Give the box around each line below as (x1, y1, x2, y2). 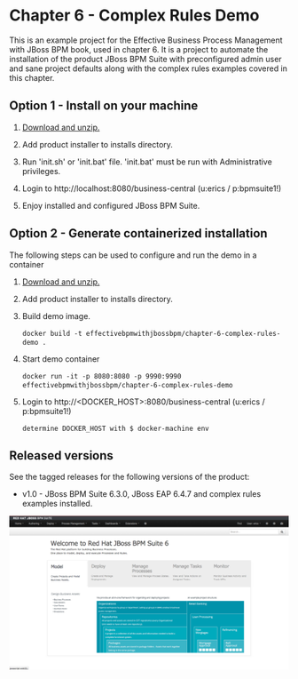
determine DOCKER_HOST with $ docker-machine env (21, 424, 210, 433)
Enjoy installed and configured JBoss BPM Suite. (21, 200, 200, 211)
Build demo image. (21, 310, 91, 321)
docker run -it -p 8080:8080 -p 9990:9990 (21, 371, 182, 380)
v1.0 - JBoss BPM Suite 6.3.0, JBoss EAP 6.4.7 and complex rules (21, 489, 262, 499)
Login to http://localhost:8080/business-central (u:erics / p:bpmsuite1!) (21, 183, 282, 194)
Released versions (9, 448, 114, 463)
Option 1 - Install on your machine (9, 99, 199, 114)
